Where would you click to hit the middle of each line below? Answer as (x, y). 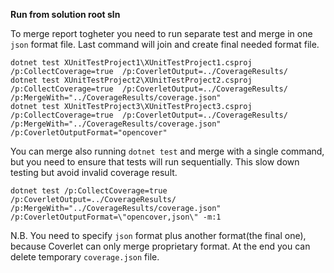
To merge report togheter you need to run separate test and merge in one (161, 33)
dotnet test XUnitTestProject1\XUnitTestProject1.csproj (131, 63)
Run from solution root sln (65, 14)
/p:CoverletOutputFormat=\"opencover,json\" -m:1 (116, 217)
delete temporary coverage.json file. (85, 257)
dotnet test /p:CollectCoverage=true (89, 191)
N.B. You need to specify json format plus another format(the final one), (158, 235)
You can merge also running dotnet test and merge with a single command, (167, 151)
